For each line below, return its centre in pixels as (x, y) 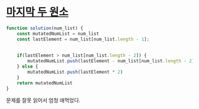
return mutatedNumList (45, 83)
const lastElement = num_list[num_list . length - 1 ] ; (83, 39)
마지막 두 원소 (37, 12)
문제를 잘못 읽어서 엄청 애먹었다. (44, 100)
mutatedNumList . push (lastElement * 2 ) (75, 72)
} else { (28, 67)
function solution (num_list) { (45, 28)
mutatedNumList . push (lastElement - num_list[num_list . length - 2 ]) (112, 61)
